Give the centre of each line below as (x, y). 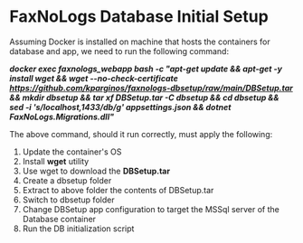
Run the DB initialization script (78, 229)
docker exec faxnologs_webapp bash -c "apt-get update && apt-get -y (146, 69)
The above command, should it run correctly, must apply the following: (141, 134)
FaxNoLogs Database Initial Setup (139, 17)
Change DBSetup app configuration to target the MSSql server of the (151, 209)
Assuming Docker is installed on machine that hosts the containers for (140, 42)
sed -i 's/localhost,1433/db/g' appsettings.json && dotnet (120, 107)
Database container (59, 219)
